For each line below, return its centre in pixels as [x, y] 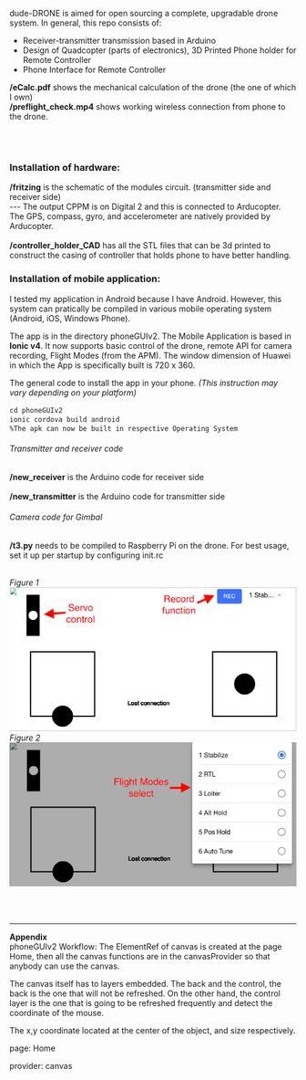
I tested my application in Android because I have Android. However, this [146, 299]
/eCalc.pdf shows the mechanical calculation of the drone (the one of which [153, 87]
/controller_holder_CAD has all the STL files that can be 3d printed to [140, 246]
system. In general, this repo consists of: [86, 23]
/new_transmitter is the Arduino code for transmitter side [117, 496]
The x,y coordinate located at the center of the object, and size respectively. [153, 1030]
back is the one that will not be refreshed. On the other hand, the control [145, 993]
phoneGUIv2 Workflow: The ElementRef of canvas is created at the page [146, 946]
